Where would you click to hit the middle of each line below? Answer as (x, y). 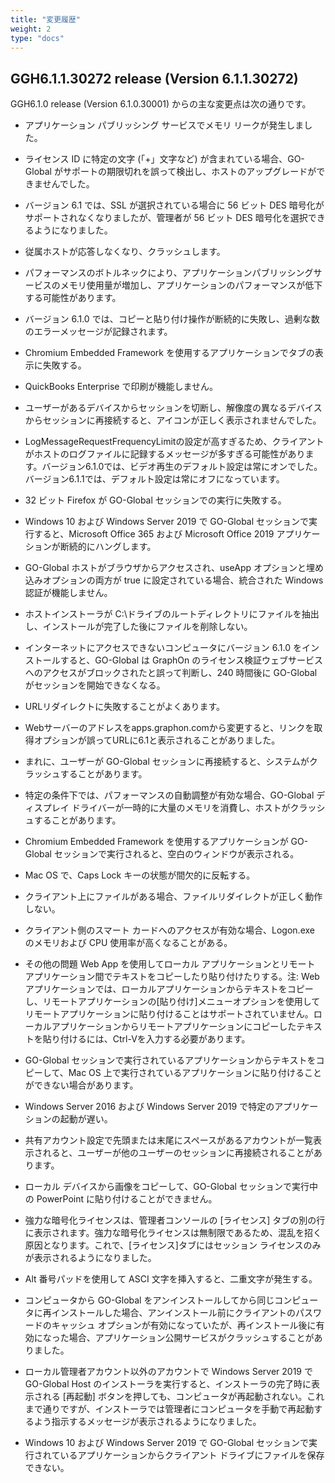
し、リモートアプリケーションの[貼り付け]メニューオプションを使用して (172, 1002)
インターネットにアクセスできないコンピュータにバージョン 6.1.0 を (163, 648)
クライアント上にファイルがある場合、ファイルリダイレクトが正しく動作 (173, 897)
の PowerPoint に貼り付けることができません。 (121, 1199)
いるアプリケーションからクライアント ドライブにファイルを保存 (192, 1455)
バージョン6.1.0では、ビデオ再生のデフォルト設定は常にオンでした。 (182, 467)
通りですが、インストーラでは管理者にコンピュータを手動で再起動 (178, 1409)
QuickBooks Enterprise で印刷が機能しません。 (121, 387)
